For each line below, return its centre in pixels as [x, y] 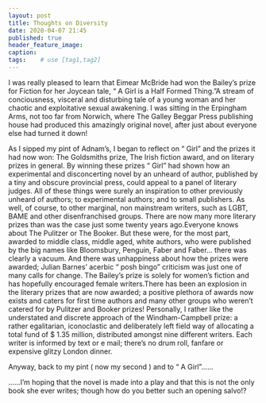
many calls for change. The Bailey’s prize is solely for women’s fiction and [129, 275]
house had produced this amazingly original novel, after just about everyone [133, 125]
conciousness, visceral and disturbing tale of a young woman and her [122, 99]
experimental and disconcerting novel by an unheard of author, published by [133, 174]
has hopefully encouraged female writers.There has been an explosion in [128, 284]
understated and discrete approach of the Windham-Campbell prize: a [123, 317]
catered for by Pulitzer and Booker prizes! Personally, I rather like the [121, 309]
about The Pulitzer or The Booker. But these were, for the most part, [119, 233]
